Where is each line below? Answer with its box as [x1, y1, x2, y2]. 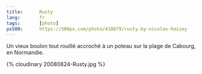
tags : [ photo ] [6, 20, 59, 26]
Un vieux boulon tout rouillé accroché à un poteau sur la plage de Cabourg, [6, 42, 196, 50]
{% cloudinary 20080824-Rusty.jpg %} [6, 61, 106, 68]
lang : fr [6, 15, 45, 21]
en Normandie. [6, 49, 44, 56]
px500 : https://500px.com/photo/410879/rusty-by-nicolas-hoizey [6, 25, 188, 32]
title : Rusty [6, 8, 53, 15]
